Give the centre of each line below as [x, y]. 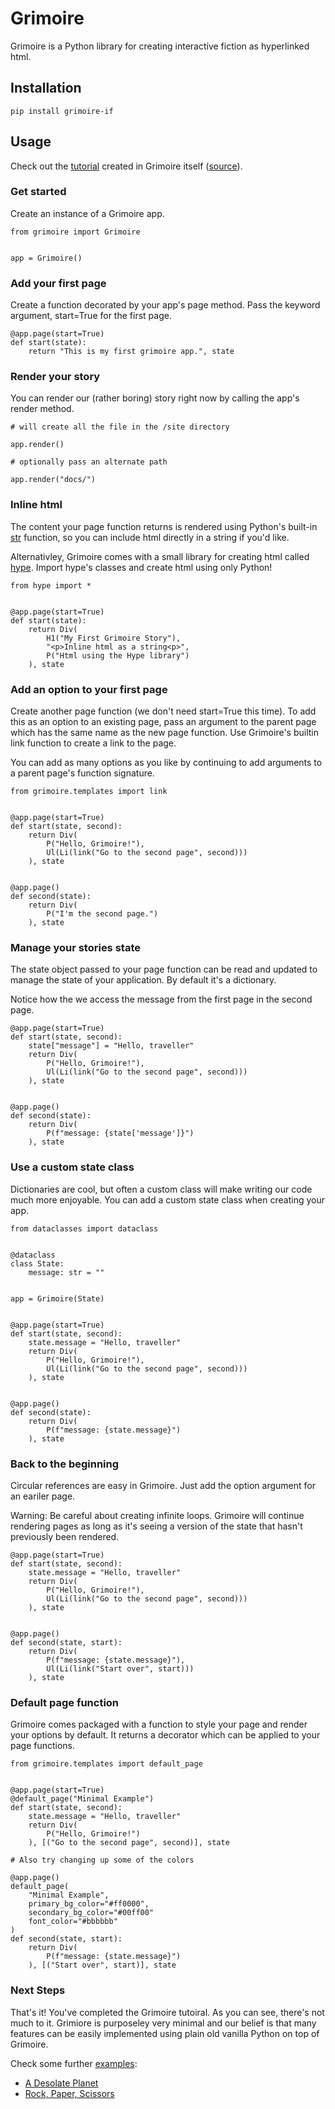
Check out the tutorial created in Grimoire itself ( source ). [126, 166]
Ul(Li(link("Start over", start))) [120, 1668]
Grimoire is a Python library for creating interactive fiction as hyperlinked [160, 46]
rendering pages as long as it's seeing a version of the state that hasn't [156, 1526]
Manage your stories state [75, 947]
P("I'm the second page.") [102, 914]
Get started [38, 192]
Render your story [55, 377]
